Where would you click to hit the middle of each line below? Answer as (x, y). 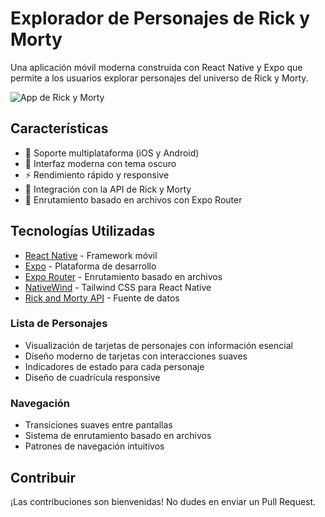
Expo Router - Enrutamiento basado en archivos (123, 276)
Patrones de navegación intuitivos (94, 446)
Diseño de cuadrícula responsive (92, 377)
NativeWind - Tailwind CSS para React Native (118, 287)
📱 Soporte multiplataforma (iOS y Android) (112, 153)
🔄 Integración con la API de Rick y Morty (108, 189)
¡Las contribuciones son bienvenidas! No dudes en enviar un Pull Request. (163, 501)
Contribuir (43, 477)
